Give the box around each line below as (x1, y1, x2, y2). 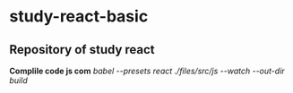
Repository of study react (9, 42, 155, 57)
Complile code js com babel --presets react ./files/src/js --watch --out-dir (9, 65, 285, 76)
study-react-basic (9, 6, 149, 27)
